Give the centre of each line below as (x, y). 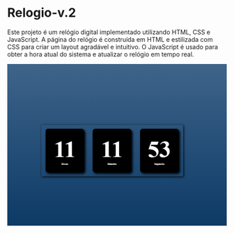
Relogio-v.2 (42, 13)
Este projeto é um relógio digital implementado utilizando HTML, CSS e (109, 32)
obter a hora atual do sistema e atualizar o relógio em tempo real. (101, 54)
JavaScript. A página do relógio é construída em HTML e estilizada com (110, 39)
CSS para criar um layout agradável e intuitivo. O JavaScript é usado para (112, 47)
